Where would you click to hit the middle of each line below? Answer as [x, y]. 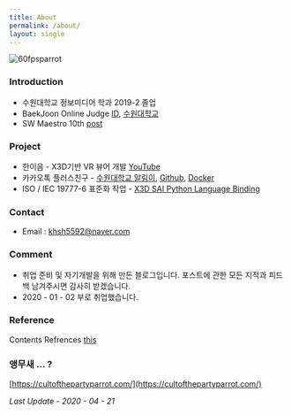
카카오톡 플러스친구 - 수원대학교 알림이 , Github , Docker [118, 177]
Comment [31, 255]
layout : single [37, 34]
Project [25, 146]
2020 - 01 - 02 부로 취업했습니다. [80, 296]
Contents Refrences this [53, 339]
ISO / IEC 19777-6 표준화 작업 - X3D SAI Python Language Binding [141, 188]
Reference [32, 320]
